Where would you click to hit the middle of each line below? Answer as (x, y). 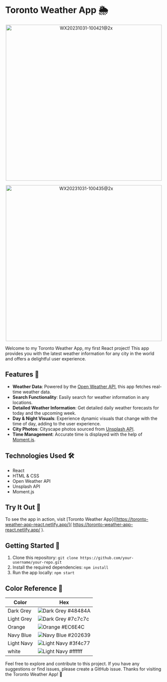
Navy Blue (20, 635)
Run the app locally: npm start (43, 573)
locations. (22, 402)
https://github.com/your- (107, 558)
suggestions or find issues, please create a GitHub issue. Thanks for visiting (83, 669)
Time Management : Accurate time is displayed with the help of (77, 434)
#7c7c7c (79, 619)
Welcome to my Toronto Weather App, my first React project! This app (77, 348)
